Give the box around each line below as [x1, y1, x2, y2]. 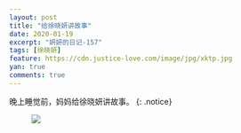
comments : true [9, 71, 66, 80]
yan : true [9, 63, 46, 72]
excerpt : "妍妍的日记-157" [9, 37, 102, 47]
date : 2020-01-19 [9, 29, 74, 38]
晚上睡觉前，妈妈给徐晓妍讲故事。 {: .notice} [9, 96, 173, 106]
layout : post [9, 12, 58, 22]
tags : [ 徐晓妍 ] [9, 46, 62, 55]
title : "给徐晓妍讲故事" [9, 21, 92, 30]
